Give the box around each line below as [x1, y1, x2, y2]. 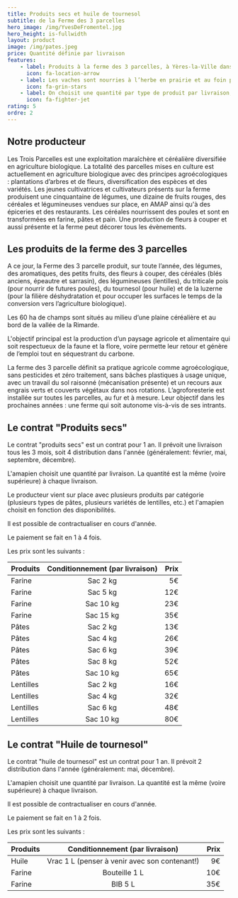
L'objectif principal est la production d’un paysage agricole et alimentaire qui [7, 334, 230, 343]
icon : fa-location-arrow [25, 70, 100, 77]
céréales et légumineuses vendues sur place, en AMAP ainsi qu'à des [7, 199, 211, 208]
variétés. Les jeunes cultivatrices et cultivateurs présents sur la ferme [7, 185, 210, 193]
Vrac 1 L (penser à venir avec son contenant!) [47, 856, 200, 866]
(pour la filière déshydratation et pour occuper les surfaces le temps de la [7, 292, 222, 300]
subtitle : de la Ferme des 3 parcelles [7, 17, 125, 24]
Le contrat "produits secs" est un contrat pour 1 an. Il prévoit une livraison [7, 441, 222, 449]
